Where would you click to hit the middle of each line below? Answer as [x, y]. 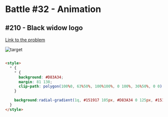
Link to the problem [25, 40]
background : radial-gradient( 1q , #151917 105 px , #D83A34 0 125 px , [84, 100]
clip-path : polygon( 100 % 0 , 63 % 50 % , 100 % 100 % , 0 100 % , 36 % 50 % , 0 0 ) [90, 86]
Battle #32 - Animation [53, 9]
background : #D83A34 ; [41, 77]
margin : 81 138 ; [35, 82]
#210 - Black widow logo [44, 28]
